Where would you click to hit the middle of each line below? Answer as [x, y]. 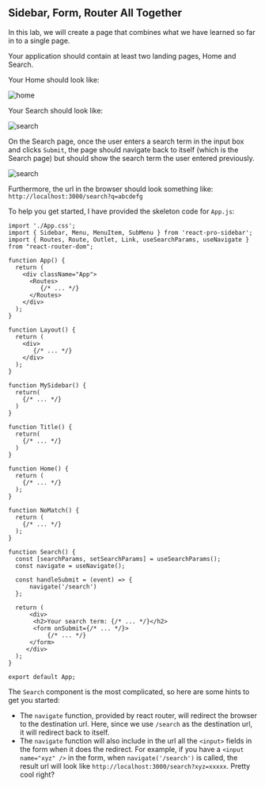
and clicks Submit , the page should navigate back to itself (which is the [123, 149]
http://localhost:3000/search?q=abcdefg [76, 196]
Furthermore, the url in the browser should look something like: [111, 189]
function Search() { [42, 552]
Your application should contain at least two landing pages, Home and [122, 56]
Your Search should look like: [56, 110]
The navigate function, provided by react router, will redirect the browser [138, 715]
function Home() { [38, 468]
